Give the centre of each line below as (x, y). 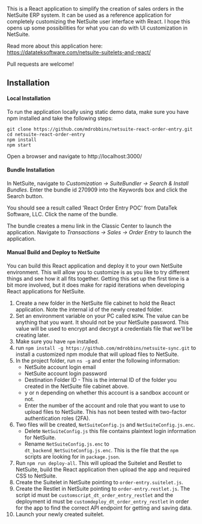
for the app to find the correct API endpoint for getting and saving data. (104, 508)
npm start (19, 145)
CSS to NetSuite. (36, 476)
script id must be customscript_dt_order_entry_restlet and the (94, 495)
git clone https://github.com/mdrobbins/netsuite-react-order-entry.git (100, 129)
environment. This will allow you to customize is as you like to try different (98, 272)
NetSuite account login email (60, 367)
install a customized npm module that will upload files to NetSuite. (97, 354)
